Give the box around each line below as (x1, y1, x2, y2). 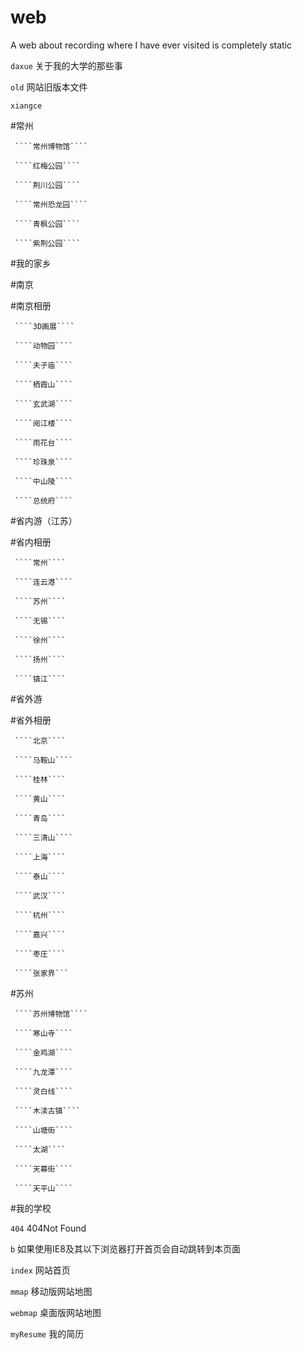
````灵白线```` (14, 1086, 74, 1096)
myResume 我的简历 (10, 1327, 85, 1340)
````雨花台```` (14, 437, 74, 448)
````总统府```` (14, 496, 74, 506)
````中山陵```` (14, 476, 74, 486)
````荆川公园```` (14, 180, 82, 190)
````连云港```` (14, 577, 74, 587)
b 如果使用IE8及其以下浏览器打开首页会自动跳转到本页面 (10, 1242, 241, 1255)
